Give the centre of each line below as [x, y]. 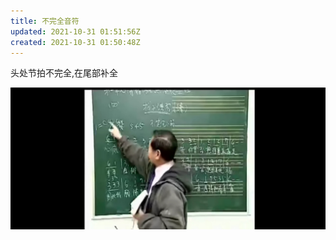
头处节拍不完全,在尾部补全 [64, 73]
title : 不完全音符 [45, 21]
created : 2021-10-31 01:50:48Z [75, 42]
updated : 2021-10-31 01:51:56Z [75, 31]
